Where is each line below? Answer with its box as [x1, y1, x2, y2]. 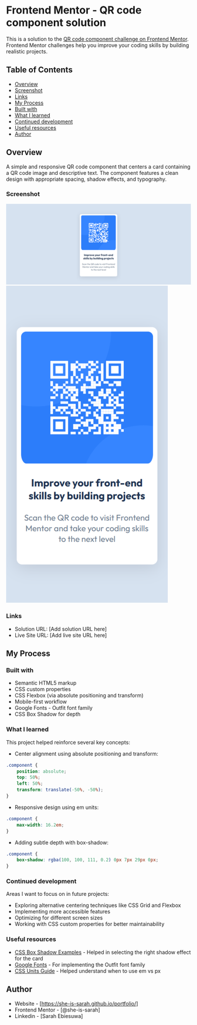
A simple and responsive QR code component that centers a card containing [6, 163, 191, 170]
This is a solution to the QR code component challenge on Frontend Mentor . [6, 35, 189, 42]
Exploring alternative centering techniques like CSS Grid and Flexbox [14, 902, 181, 909]
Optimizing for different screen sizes [14, 914, 103, 922]
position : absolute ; [16, 768, 67, 774]
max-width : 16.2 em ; [16, 822, 64, 828]
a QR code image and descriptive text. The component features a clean [6, 169, 179, 176]
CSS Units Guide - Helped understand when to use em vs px [14, 967, 161, 975]
